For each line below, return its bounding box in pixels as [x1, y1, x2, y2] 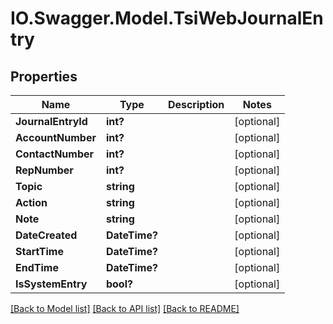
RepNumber [15, 163, 74, 177]
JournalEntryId [15, 115, 88, 128]
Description [167, 98, 225, 111]
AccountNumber [15, 131, 97, 144]
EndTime [15, 261, 59, 274]
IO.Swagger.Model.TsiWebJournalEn [10, 7, 324, 30]
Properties [10, 68, 78, 85]
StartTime [15, 245, 64, 258]
